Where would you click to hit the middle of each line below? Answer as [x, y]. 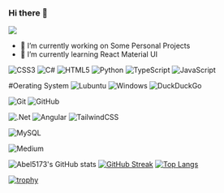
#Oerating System [39, 86]
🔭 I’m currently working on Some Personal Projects [105, 46]
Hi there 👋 [28, 13]
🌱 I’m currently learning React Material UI [89, 54]
